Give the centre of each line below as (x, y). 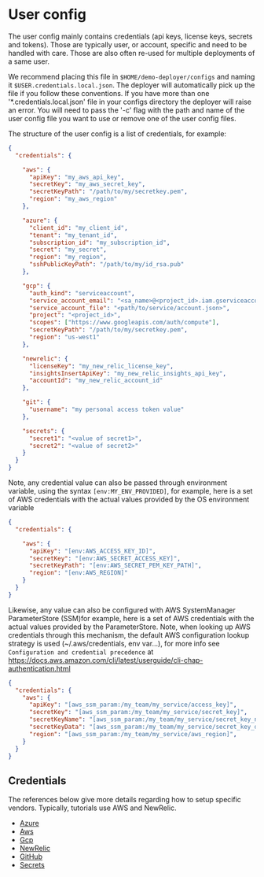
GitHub (31, 857)
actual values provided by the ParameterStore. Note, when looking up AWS (130, 627)
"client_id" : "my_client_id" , (78, 228)
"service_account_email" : (71, 301)
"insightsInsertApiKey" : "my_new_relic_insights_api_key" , (127, 373)
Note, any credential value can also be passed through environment (118, 483)
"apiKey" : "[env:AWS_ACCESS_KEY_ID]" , (92, 551)
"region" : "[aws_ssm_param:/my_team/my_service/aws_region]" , (133, 734)
